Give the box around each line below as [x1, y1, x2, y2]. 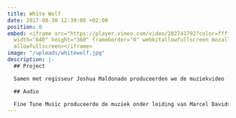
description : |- [7, 56, 55, 63]
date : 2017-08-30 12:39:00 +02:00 [7, 17, 109, 24]
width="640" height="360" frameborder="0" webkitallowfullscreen [13, 37, 209, 44]
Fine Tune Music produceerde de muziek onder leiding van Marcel [13, 100, 209, 107]
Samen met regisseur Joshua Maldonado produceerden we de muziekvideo [13, 75, 225, 82]
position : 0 [7, 23, 42, 30]
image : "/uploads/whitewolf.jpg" [7, 50, 105, 57]
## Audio [13, 88, 39, 95]
